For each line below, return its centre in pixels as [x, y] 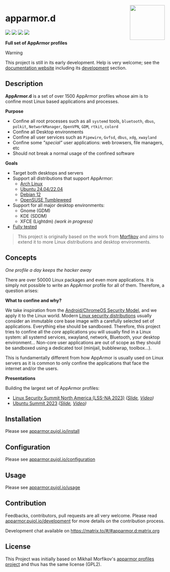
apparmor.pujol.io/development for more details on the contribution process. [85, 521]
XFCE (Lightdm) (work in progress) [56, 221]
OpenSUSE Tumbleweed [46, 199]
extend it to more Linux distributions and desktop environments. [84, 242]
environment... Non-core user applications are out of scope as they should [83, 342]
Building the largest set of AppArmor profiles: [52, 388]
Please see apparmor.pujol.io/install [42, 431]
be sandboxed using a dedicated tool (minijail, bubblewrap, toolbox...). [78, 348]
